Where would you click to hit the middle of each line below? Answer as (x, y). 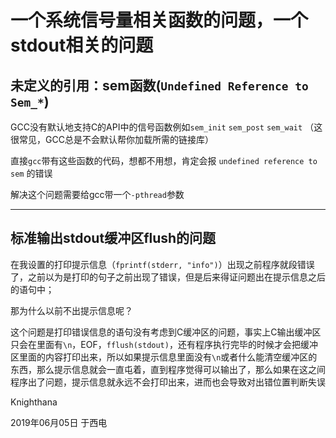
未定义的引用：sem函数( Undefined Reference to (159, 85)
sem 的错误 (31, 173)
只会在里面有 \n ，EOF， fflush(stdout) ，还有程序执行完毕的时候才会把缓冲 (164, 344)
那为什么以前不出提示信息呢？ (71, 310)
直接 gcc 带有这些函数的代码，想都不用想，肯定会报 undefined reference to (164, 160)
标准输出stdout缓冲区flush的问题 (113, 238)
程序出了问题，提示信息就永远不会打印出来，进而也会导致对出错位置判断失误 (168, 382)
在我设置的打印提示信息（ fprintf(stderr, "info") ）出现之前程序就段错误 (162, 264)
